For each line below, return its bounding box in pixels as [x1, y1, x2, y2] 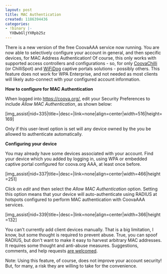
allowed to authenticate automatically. [5, 131, 83, 137]
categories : [5, 21, 30, 27]
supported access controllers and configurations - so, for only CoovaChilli [5, 61, 158, 66]
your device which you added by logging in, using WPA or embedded [5, 156, 148, 162]
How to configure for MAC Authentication [5, 86, 93, 92]
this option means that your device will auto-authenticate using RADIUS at [5, 191, 157, 197]
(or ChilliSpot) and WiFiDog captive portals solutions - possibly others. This [5, 66, 160, 72]
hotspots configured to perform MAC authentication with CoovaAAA [5, 196, 146, 202]
